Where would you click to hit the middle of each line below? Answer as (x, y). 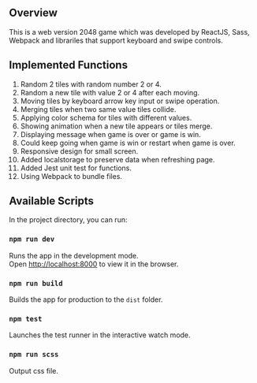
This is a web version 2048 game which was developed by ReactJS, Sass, (130, 32)
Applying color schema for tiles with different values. (106, 117)
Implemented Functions (69, 65)
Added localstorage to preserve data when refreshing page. (117, 159)
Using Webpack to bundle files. (71, 176)
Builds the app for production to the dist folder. (86, 299)
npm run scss (34, 355)
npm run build (36, 283)
